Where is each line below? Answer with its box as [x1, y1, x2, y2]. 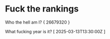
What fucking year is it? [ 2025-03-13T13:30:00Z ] [5, 28, 106, 34]
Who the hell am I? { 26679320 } [5, 19, 70, 25]
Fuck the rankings [5, 3, 79, 14]
